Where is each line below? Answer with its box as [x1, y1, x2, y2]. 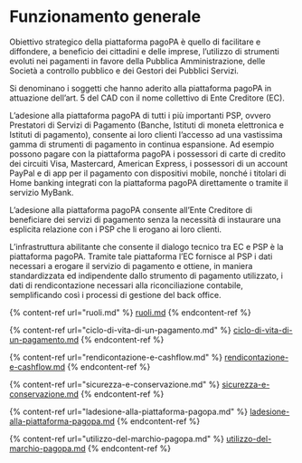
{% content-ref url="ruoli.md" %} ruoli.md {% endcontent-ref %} [9, 306, 251, 318]
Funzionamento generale [9, 6, 202, 27]
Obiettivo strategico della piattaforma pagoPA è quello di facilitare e [9, 36, 261, 47]
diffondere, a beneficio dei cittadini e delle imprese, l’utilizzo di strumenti [9, 45, 280, 56]
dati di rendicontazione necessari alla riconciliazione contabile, [9, 279, 244, 291]
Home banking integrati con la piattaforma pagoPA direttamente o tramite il [9, 177, 288, 188]
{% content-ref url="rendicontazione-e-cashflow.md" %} [9, 352, 223, 362]
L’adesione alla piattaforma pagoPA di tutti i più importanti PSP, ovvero [9, 110, 271, 121]
